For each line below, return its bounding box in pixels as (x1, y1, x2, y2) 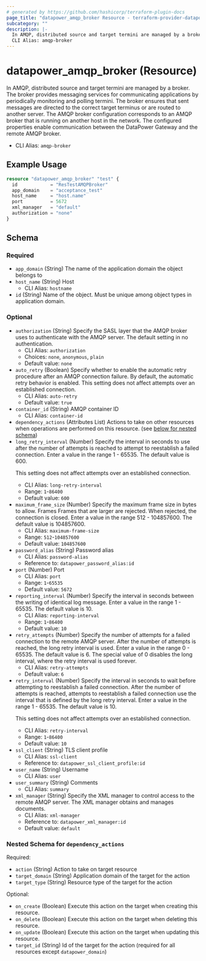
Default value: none (24, 360, 72, 367)
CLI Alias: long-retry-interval (24, 481, 102, 488)
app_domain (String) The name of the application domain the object (15, 265, 183, 272)
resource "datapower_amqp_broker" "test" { (6, 176, 120, 182)
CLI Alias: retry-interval (24, 727, 89, 734)
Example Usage (6, 160, 67, 170)
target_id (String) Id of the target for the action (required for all (15, 941, 176, 949)
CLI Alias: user (24, 772, 61, 779)
